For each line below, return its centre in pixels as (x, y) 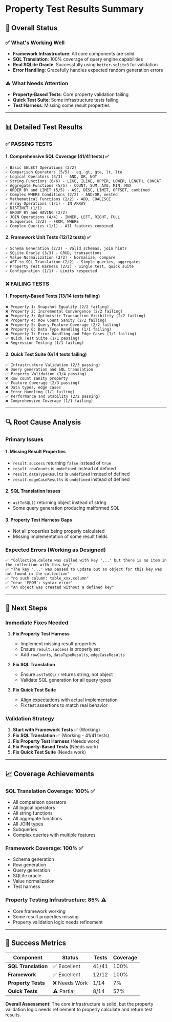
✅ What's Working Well (35, 43)
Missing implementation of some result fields (60, 536)
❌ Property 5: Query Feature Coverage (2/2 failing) (63, 325)
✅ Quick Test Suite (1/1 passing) (42, 339)
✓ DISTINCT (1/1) (24, 208)
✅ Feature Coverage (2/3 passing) (42, 383)
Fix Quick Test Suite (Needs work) (49, 752)
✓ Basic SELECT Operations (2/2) (41, 167)
